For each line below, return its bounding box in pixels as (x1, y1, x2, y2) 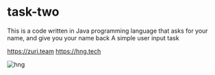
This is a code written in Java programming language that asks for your (7, 27, 208, 35)
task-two (7, 4, 60, 20)
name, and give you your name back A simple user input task (7, 33, 179, 42)
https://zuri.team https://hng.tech (7, 47, 101, 55)
